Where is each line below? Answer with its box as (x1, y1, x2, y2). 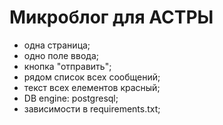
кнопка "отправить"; (23, 60, 112, 72)
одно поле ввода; (23, 49, 100, 61)
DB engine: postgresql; (23, 92, 119, 104)
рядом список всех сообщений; (23, 71, 161, 83)
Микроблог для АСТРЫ (9, 6, 214, 29)
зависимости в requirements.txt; (23, 102, 161, 115)
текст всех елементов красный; (23, 81, 161, 93)
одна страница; (23, 39, 91, 51)
